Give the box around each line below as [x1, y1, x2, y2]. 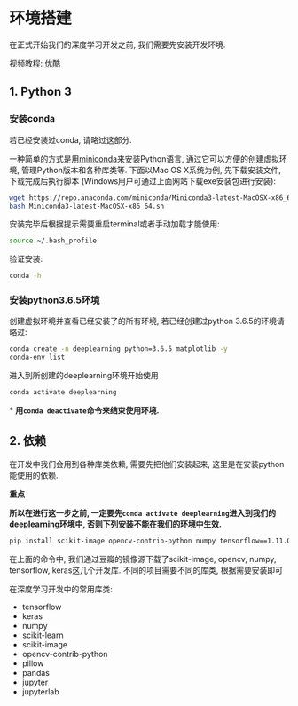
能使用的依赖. [9, 470, 59, 480]
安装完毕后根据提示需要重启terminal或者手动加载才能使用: [9, 218, 220, 229]
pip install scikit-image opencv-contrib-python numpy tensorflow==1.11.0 [9, 536, 292, 545]
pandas [21, 667, 51, 678]
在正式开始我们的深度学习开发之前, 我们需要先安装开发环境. [9, 39, 226, 50]
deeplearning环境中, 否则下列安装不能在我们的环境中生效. [9, 519, 222, 529]
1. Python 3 [9, 84, 73, 99]
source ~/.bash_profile [9, 236, 98, 245]
